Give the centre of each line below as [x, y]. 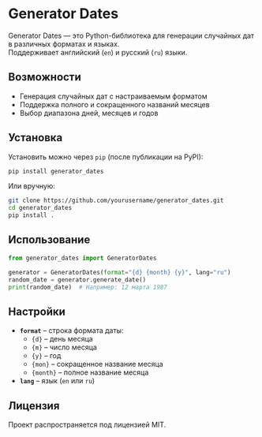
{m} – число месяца [64, 347]
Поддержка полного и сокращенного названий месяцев [115, 104]
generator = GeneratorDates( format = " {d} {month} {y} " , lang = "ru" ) [120, 272]
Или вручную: [32, 186]
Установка [36, 138]
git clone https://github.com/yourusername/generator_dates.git [116, 201]
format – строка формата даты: [71, 331]
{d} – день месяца [62, 339]
